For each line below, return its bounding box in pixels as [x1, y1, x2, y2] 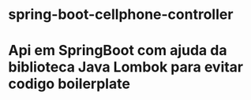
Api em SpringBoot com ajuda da [8, 42, 227, 60]
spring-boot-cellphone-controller [8, 6, 234, 24]
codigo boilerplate [8, 75, 130, 93]
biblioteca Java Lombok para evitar [8, 58, 244, 76]
